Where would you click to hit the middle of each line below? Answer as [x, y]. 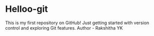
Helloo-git [27, 9]
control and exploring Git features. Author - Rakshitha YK [64, 28]
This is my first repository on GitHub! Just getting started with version [77, 23]
